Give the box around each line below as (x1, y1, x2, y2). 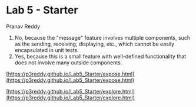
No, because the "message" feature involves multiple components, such (14, 34, 190, 41)
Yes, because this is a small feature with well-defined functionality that (14, 53, 187, 60)
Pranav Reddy (6, 23, 40, 30)
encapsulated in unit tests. (14, 46, 79, 53)
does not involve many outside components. (14, 59, 122, 66)
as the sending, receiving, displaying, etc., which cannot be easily (14, 40, 175, 47)
